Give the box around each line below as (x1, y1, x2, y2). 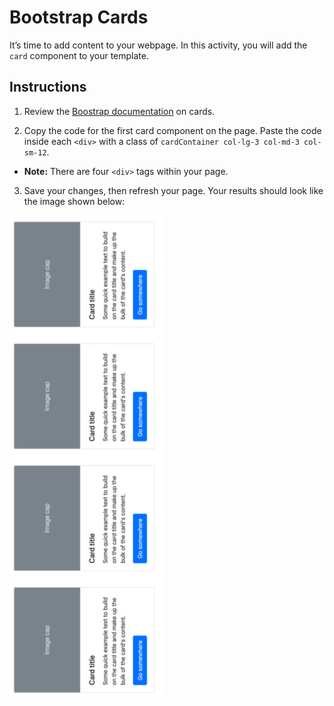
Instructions (9, 79, 87, 96)
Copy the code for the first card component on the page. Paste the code (23, 124, 322, 136)
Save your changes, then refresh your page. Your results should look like (23, 184, 324, 196)
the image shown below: (23, 195, 126, 207)
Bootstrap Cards (9, 6, 149, 29)
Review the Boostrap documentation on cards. (23, 105, 216, 117)
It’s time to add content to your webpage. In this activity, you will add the (9, 39, 308, 51)
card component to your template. (9, 49, 150, 61)
